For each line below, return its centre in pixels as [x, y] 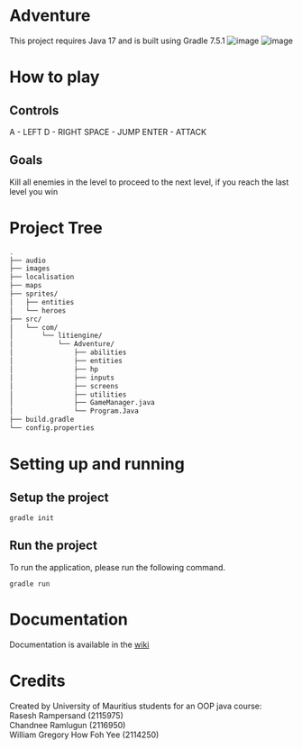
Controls [34, 110]
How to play [55, 77]
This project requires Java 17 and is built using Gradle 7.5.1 [117, 41]
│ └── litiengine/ [56, 336]
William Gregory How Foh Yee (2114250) [84, 735]
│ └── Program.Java [74, 411]
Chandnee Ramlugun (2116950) [68, 725]
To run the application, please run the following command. [118, 567]
